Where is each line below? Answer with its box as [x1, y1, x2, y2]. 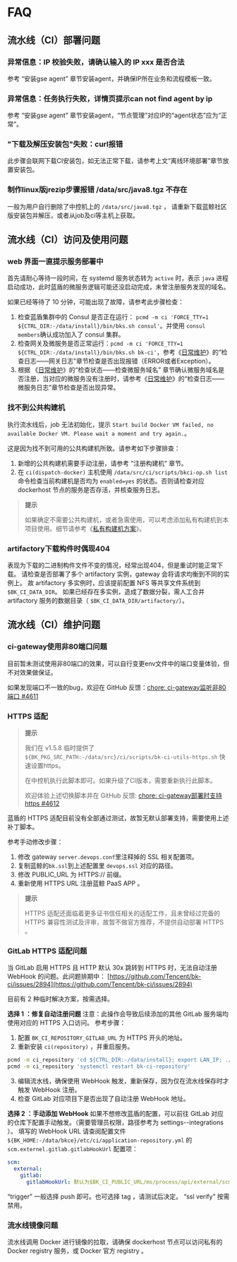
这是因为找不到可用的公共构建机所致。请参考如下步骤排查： [7, 444, 181, 452]
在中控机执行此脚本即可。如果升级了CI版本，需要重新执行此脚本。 [24, 776, 217, 785]
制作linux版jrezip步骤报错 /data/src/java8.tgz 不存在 [7, 185, 188, 195]
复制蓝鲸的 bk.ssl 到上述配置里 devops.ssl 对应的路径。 [17, 862, 178, 870]
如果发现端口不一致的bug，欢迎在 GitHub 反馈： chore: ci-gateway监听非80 [7, 683, 226, 692]
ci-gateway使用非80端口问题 [7, 642, 108, 651]
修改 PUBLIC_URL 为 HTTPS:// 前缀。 [17, 870, 126, 879]
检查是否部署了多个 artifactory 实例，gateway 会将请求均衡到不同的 [27, 570, 224, 579]
